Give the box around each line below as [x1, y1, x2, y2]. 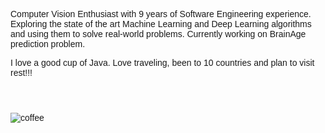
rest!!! [10, 67, 33, 78]
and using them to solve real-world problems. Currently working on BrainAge [10, 29, 307, 39]
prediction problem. [10, 39, 86, 49]
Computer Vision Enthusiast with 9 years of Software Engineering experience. [10, 9, 312, 19]
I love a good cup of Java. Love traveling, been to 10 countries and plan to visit [10, 57, 315, 68]
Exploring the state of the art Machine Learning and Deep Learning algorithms [10, 19, 312, 29]
